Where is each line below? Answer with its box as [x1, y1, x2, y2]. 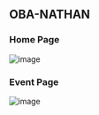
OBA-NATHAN [9, 7, 91, 22]
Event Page [9, 75, 59, 88]
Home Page [9, 34, 60, 46]
